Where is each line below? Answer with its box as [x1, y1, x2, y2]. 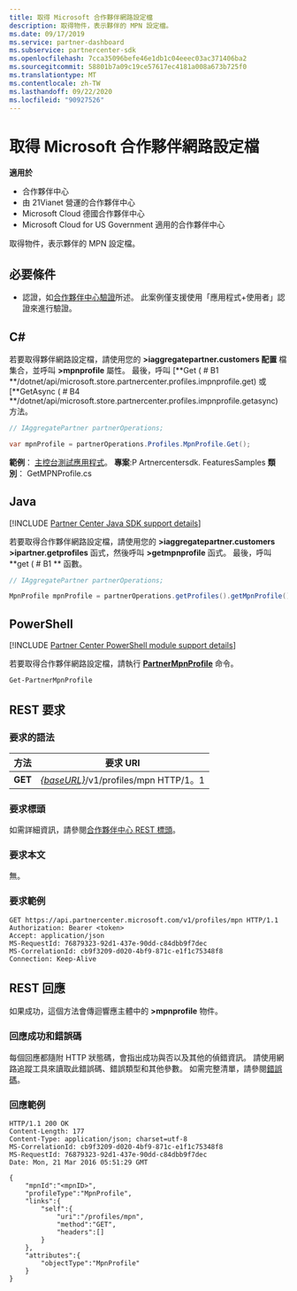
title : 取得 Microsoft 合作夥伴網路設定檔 [9, 12, 153, 22]
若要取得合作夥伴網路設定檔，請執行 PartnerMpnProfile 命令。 [9, 658, 239, 669]
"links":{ [25, 1196, 62, 1206]
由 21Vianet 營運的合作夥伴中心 [21, 197, 135, 208]
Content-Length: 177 [9, 1127, 86, 1136]
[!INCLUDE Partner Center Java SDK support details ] [9, 518, 202, 528]
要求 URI [104, 756, 141, 769]
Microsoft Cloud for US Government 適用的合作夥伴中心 [21, 219, 225, 231]
